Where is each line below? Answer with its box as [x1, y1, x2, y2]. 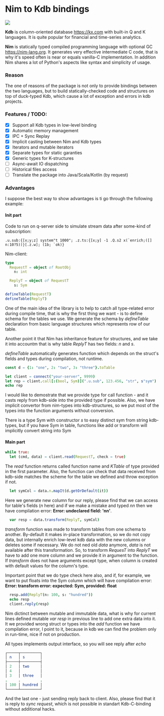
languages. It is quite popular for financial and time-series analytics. [5, 34, 142, 40]
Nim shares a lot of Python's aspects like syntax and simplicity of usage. [5, 59, 151, 65]
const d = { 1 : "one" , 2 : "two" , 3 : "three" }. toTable [5, 365, 115, 370]
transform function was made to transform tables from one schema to [5, 526, 146, 532]
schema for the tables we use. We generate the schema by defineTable [5, 316, 149, 322]
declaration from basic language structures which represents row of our [5, 321, 150, 327]
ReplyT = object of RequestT [9, 278, 69, 283]
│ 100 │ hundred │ [5, 682, 43, 687]
